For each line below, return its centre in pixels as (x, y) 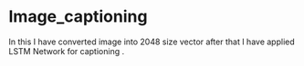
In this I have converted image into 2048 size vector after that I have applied (152, 42)
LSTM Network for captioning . (67, 51)
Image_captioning (78, 17)
